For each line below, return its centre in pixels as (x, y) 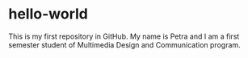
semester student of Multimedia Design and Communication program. (124, 44)
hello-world (48, 14)
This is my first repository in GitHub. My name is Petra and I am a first (124, 36)
